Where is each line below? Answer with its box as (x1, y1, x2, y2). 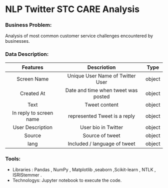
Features (21, 64, 43, 71)
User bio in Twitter (79, 124, 123, 131)
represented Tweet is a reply (68, 112, 135, 119)
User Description (12, 124, 52, 131)
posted (93, 93, 110, 100)
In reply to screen (12, 109, 53, 116)
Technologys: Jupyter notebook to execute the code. (12, 177, 122, 183)
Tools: (5, 155, 21, 162)
